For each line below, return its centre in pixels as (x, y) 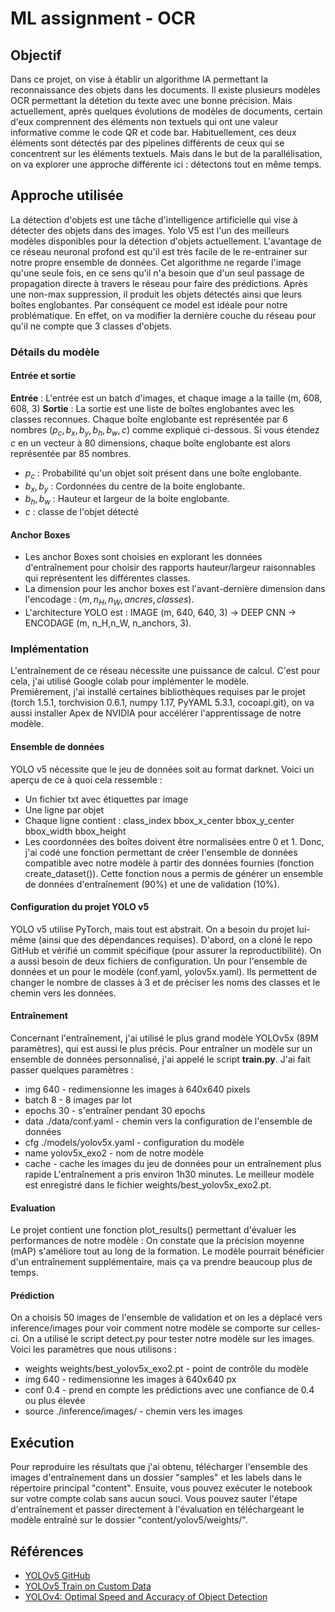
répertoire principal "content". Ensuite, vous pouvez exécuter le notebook (161, 1488)
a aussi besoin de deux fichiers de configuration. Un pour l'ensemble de (159, 961)
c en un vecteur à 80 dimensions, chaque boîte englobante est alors (150, 443)
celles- (306, 1328)
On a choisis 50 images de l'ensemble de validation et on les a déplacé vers (166, 1318)
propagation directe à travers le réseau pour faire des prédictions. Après (159, 283)
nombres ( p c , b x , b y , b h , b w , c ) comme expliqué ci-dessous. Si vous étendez (165, 430)
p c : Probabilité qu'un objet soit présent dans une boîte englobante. (163, 474)
